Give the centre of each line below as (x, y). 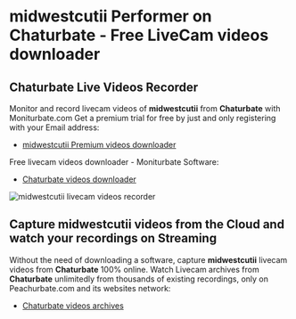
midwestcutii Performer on (111, 16)
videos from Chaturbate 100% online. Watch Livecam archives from (135, 269)
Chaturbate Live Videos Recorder (104, 87)
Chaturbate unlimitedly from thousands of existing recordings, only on (139, 279)
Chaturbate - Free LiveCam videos (139, 35)
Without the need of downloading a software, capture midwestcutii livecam (148, 259)
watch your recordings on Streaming (113, 238)
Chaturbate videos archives (73, 306)
